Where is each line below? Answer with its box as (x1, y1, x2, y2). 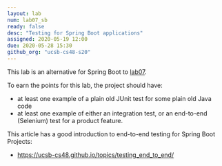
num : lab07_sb (7, 17, 48, 24)
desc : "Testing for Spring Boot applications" (7, 29, 143, 37)
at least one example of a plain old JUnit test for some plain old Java (17, 94, 212, 102)
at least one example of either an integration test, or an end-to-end (17, 109, 208, 118)
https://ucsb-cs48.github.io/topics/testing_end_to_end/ (17, 150, 174, 159)
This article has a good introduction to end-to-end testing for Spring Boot (7, 129, 216, 138)
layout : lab (7, 10, 41, 17)
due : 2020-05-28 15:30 (7, 42, 72, 49)
